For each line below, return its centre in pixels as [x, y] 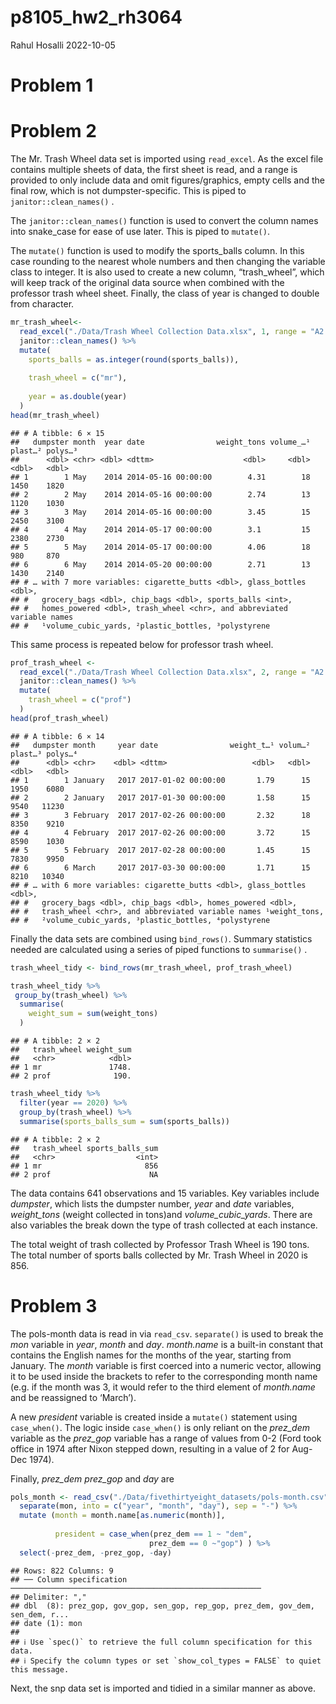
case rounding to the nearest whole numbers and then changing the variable [168, 262]
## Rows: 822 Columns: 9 [62, 1571]
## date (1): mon [46, 1623]
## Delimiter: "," [48, 1597]
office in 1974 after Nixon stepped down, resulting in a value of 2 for [150, 1448]
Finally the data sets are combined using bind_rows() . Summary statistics [161, 938]
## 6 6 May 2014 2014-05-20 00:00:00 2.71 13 [160, 564]
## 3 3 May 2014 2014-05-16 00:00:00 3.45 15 [160, 512]
